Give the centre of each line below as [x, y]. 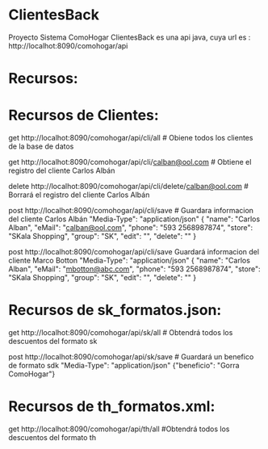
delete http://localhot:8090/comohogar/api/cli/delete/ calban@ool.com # [128, 187]
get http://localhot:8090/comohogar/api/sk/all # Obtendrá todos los [121, 332]
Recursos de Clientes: [84, 115]
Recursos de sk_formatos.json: [115, 311]
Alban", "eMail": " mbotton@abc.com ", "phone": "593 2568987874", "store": [134, 269]
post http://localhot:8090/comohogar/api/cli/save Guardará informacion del [134, 252]
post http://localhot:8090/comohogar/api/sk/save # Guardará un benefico [131, 357]
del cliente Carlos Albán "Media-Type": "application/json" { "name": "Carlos [134, 219]
